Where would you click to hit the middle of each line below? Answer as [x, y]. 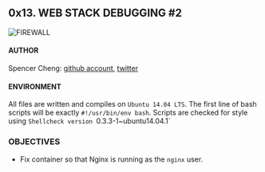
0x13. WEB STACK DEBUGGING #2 [95, 13]
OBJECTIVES [34, 142]
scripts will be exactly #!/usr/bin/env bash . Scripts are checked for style [128, 113]
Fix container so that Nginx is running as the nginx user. [111, 159]
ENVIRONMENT [35, 86]
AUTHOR [24, 50]
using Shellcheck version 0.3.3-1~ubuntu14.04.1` [89, 121]
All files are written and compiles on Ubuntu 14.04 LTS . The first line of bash [132, 104]
